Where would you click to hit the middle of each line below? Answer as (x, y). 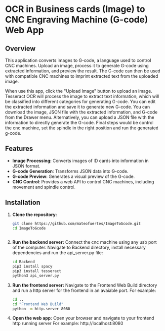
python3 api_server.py (36, 276)
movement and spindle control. (44, 187)
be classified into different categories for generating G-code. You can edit (80, 102)
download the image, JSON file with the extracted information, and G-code (82, 112)
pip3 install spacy (32, 267)
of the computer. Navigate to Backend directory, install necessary (79, 248)
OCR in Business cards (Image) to (75, 9)
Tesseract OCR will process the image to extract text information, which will (82, 96)
